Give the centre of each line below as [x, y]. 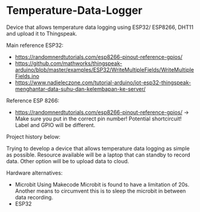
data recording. [34, 197]
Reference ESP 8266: [33, 101]
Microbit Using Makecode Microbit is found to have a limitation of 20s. [102, 184]
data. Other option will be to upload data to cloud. [68, 161]
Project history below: [33, 137]
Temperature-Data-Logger [74, 11]
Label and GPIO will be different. [55, 125]
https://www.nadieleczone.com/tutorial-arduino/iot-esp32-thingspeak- [103, 83]
